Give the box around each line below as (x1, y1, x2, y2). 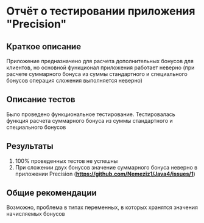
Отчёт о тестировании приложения (6, 4, 195, 18)
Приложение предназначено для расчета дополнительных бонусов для (6, 58, 194, 64)
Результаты (6, 141, 54, 151)
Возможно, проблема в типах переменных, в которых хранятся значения (6, 204, 198, 211)
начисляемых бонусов (6, 210, 65, 218)
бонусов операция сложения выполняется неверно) (6, 77, 143, 84)
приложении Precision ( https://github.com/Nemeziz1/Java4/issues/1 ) (15, 170, 196, 177)
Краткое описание (6, 41, 81, 52)
